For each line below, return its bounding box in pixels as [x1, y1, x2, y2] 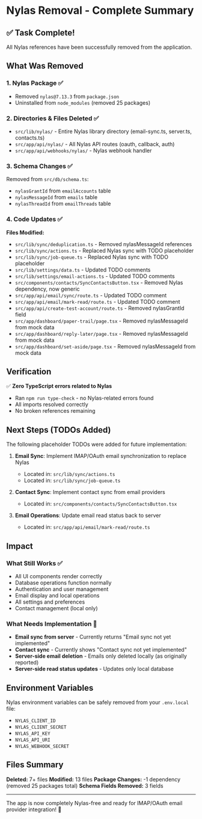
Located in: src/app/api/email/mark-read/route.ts [23, 524, 150, 531]
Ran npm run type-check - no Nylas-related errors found [14, 395, 154, 402]
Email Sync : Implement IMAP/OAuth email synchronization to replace [14, 453, 187, 460]
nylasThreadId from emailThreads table [14, 200, 111, 208]
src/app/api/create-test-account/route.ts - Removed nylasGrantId [14, 304, 185, 312]
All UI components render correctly [14, 572, 102, 579]
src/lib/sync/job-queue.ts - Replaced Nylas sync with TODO [14, 253, 168, 261]
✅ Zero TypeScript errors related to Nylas [6, 383, 112, 390]
